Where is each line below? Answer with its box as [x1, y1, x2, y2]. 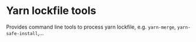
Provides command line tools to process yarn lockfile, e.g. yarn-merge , [6, 23, 177, 30]
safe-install [6, 30, 38, 36]
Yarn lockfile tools [6, 4, 97, 17]
